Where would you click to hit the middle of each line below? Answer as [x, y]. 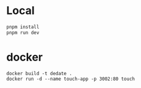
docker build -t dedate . [39, 73]
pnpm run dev [23, 32]
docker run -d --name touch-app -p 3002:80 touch [71, 79]
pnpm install [23, 27]
